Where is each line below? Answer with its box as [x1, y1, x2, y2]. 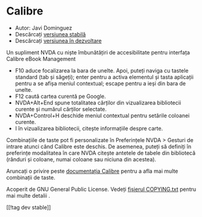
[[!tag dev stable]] [6, 204, 51, 211]
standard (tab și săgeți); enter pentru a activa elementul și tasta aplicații [15, 73, 194, 80]
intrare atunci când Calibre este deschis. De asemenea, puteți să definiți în [6, 143, 192, 150]
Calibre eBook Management [6, 55, 76, 62]
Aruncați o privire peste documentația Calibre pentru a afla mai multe [6, 167, 178, 175]
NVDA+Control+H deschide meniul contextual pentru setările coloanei [15, 112, 190, 119]
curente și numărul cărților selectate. [15, 105, 107, 112]
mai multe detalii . [6, 192, 50, 199]
